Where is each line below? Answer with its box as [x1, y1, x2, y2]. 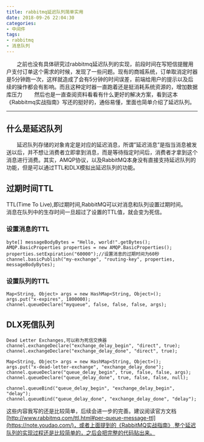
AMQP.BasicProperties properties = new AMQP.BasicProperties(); [6, 244, 172, 250]
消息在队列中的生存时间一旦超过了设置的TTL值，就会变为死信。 [6, 208, 165, 216]
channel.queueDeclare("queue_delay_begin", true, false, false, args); [6, 369, 191, 375]
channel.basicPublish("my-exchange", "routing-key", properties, [6, 256, 175, 262]
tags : [6, 32, 20, 38]
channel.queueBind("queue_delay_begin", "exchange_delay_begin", [6, 385, 175, 391]
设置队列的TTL [6, 276, 50, 285]
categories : [6, 20, 36, 26]
